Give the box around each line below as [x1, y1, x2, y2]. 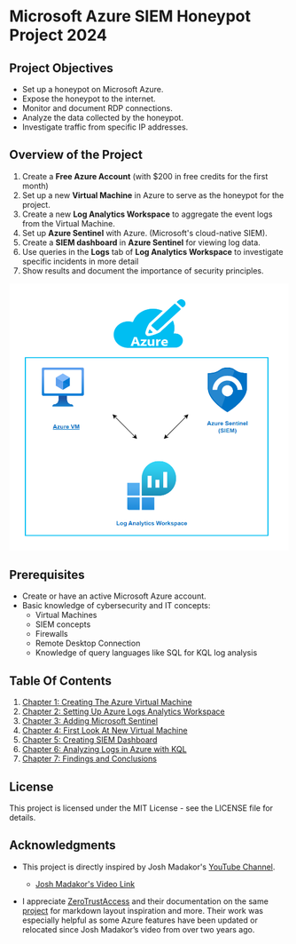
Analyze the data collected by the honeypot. [21, 113, 184, 123]
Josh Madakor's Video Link [35, 878, 136, 889]
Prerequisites [9, 567, 85, 583]
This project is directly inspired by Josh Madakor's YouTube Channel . [21, 861, 276, 872]
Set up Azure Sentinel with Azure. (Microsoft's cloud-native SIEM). [21, 227, 268, 238]
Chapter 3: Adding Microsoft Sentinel [21, 716, 158, 726]
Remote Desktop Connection [35, 638, 141, 649]
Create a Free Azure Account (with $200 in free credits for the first [21, 171, 269, 181]
